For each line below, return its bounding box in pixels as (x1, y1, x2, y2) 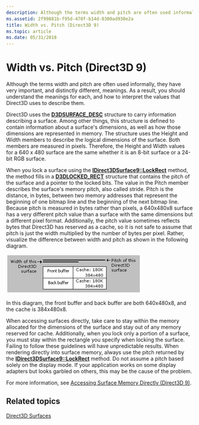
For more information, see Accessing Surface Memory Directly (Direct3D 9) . (6, 379, 192, 386)
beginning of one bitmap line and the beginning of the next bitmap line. (6, 198, 179, 205)
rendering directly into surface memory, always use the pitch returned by (6, 349, 185, 356)
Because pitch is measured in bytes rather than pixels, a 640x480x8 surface (6, 205, 193, 212)
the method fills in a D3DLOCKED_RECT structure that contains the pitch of (6, 173, 190, 180)
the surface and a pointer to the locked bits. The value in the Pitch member (6, 179, 189, 186)
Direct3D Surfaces (6, 412, 52, 419)
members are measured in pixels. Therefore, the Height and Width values (6, 142, 185, 150)
